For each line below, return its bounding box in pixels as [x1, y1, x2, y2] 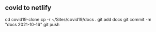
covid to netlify [5, 4, 52, 12]
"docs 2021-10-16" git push [5, 21, 60, 27]
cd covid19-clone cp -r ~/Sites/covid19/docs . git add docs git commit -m [5, 16, 152, 22]
